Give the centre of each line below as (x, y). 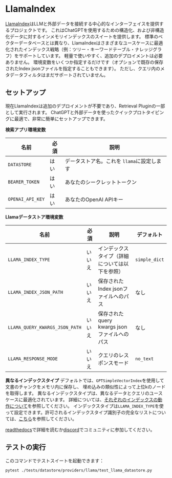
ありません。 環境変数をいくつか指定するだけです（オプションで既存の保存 (84, 62)
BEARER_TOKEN (24, 182)
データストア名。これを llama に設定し (111, 161)
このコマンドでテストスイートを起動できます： (55, 461)
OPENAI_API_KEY (26, 199)
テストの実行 (26, 448)
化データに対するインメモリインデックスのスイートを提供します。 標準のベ (84, 36)
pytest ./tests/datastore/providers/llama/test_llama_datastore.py (79, 470)
